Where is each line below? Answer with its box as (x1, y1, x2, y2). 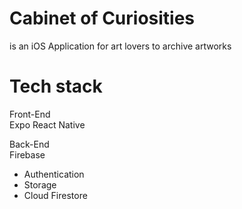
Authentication (23, 168, 85, 180)
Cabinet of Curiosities (9, 7, 196, 30)
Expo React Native (9, 118, 86, 131)
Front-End (9, 108, 51, 120)
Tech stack (9, 75, 103, 98)
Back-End (9, 138, 50, 150)
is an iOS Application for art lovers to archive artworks (9, 40, 232, 52)
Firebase (9, 148, 46, 161)
